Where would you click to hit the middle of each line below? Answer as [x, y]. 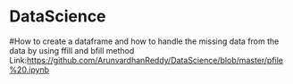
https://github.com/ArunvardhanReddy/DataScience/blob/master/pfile [155, 60]
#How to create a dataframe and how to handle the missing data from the [144, 41]
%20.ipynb [29, 70]
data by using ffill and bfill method [72, 50]
